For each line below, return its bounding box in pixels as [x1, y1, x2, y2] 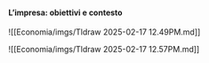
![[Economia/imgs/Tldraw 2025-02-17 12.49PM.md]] [8, 27, 201, 37]
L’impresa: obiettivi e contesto [8, 7, 123, 18]
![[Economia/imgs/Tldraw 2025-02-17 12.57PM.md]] [8, 44, 200, 55]
